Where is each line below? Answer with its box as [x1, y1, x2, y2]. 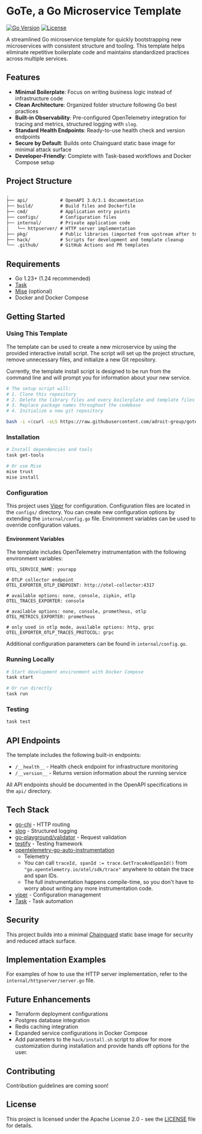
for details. [6, 1121, 33, 1129]
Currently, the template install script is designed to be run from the [6, 367, 171, 375]
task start [6, 675, 34, 681]
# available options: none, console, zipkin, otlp [6, 593, 136, 599]
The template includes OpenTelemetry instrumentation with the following [6, 548, 186, 556]
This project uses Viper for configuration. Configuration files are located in [6, 502, 191, 509]
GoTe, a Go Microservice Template [6, 4, 182, 18]
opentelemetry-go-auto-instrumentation [14, 846, 115, 853]
